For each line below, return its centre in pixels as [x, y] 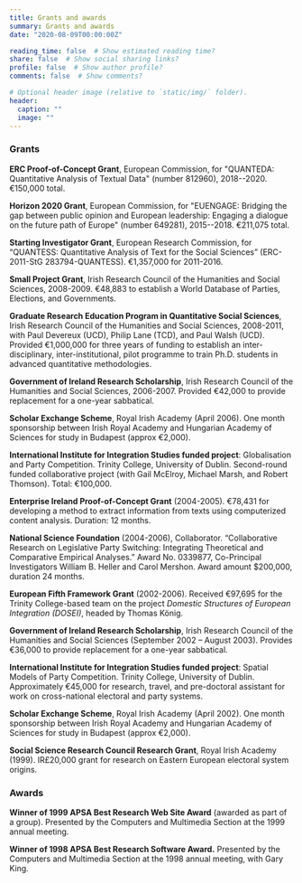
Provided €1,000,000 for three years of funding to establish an [125, 344]
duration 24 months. [47, 576]
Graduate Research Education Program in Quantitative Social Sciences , [146, 315]
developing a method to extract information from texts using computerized [148, 511]
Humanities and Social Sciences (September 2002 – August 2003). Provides [151, 640]
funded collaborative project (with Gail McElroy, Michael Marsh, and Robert [149, 474]
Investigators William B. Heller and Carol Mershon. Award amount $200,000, [151, 567]
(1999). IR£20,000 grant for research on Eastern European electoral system [149, 759]
